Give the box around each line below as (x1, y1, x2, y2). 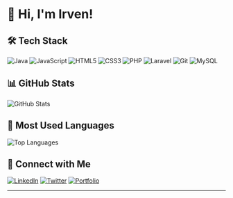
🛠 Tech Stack (7, 35, 68, 47)
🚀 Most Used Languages (7, 119, 114, 131)
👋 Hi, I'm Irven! (7, 6, 94, 22)
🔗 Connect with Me (7, 158, 92, 170)
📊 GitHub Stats (7, 78, 75, 90)
